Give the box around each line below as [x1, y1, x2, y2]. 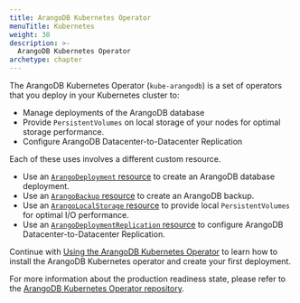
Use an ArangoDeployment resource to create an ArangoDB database [22, 171, 276, 182]
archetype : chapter [9, 55, 83, 64]
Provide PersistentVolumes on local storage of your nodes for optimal [22, 117, 281, 128]
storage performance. [22, 127, 105, 137]
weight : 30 [9, 30, 51, 39]
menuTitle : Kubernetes [9, 22, 95, 31]
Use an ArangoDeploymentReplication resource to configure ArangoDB [22, 219, 284, 230]
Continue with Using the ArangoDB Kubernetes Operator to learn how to [9, 246, 278, 257]
